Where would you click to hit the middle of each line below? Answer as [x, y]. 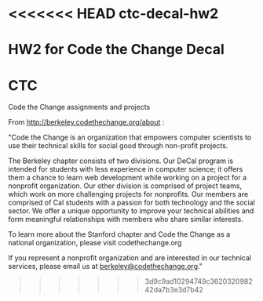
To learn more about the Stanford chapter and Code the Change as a [119, 234]
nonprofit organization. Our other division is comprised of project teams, [125, 186]
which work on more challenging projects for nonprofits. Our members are [128, 194]
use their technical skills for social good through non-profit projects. [118, 146]
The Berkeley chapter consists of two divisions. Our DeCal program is [121, 161]
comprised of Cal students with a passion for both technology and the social [131, 203]
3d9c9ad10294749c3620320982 [199, 281]
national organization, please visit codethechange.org [95, 243]
